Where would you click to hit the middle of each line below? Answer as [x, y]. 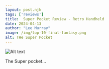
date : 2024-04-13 [23, 24]
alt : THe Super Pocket [29, 38]
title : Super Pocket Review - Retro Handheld [55, 19]
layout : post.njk [23, 10]
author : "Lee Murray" [28, 28]
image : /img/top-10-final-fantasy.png [46, 33]
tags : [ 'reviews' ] [24, 14]
